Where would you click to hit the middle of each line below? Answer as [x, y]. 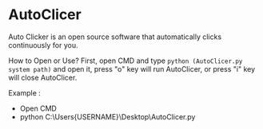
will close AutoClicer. [43, 77]
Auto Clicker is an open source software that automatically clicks [115, 37]
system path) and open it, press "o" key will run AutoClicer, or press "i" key [132, 68]
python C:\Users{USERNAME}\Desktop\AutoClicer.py [108, 116]
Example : [25, 92]
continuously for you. [43, 45]
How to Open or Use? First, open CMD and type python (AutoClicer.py [126, 61]
